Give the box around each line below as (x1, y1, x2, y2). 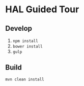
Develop (5, 24, 32, 33)
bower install (12, 44, 43, 49)
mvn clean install (5, 77, 44, 82)
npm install (12, 38, 38, 44)
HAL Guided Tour (5, 4, 79, 15)
